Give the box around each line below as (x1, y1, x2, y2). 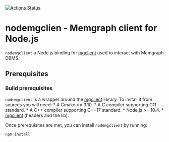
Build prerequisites (5, 85, 53, 92)
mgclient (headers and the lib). (5, 112, 69, 118)
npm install (5, 131, 30, 137)
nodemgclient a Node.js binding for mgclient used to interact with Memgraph (5, 49, 164, 55)
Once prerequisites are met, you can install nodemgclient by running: (5, 122, 147, 128)
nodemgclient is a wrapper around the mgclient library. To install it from (5, 96, 152, 102)
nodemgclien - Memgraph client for (5, 23, 157, 34)
